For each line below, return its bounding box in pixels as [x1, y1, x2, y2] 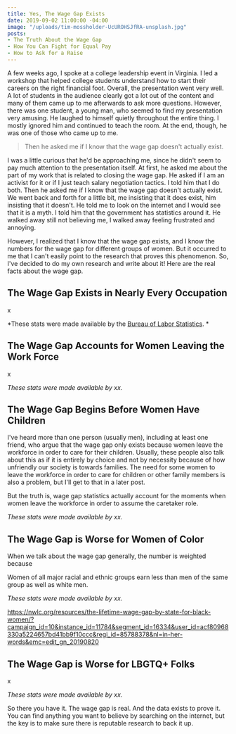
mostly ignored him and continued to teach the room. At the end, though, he [7, 121, 227, 129]
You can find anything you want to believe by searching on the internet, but [7, 711, 225, 720]
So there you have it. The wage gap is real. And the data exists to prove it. [7, 704, 221, 712]
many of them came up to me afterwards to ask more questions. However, [7, 99, 222, 107]
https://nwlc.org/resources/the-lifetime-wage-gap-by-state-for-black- [7, 608, 211, 616]
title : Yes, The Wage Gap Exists [7, 10, 105, 18]
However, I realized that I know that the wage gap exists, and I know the [7, 236, 216, 245]
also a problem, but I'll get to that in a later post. [7, 478, 145, 486]
